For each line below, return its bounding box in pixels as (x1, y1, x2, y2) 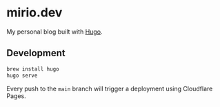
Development (6, 47, 66, 59)
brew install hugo (6, 65, 59, 73)
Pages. (6, 91, 26, 100)
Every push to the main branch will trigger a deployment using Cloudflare (6, 84, 213, 93)
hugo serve (6, 72, 38, 79)
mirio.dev (6, 5, 63, 21)
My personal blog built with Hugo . (6, 27, 103, 36)
